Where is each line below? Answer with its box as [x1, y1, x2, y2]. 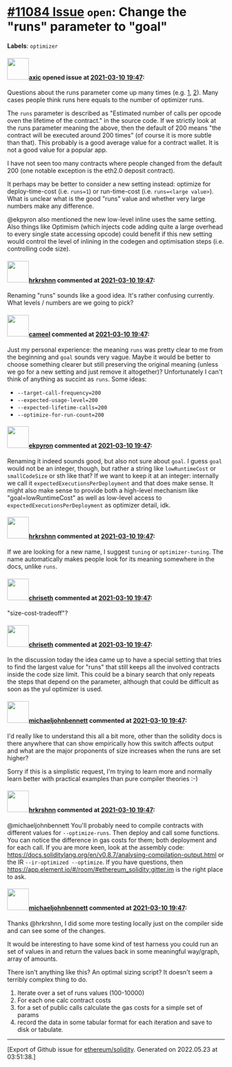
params [17, 1010, 39, 1019]
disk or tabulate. [17, 1025, 64, 1033]
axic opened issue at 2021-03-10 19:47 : [28, 73, 145, 81]
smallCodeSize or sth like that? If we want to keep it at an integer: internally [7, 471, 219, 480]
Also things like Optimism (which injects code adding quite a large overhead [7, 222, 223, 231]
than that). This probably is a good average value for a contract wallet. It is [7, 139, 219, 147]
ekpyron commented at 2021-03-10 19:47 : [28, 441, 153, 450]
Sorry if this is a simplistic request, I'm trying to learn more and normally [7, 767, 213, 776]
